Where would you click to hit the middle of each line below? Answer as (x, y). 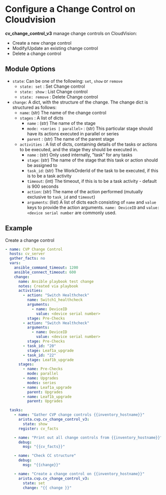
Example (19, 228)
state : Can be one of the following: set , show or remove (67, 81)
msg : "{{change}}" (42, 465)
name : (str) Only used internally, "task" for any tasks (80, 155)
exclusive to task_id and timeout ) (61, 197)
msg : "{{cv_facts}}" (44, 447)
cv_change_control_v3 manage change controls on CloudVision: (71, 33)
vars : (15, 263)
